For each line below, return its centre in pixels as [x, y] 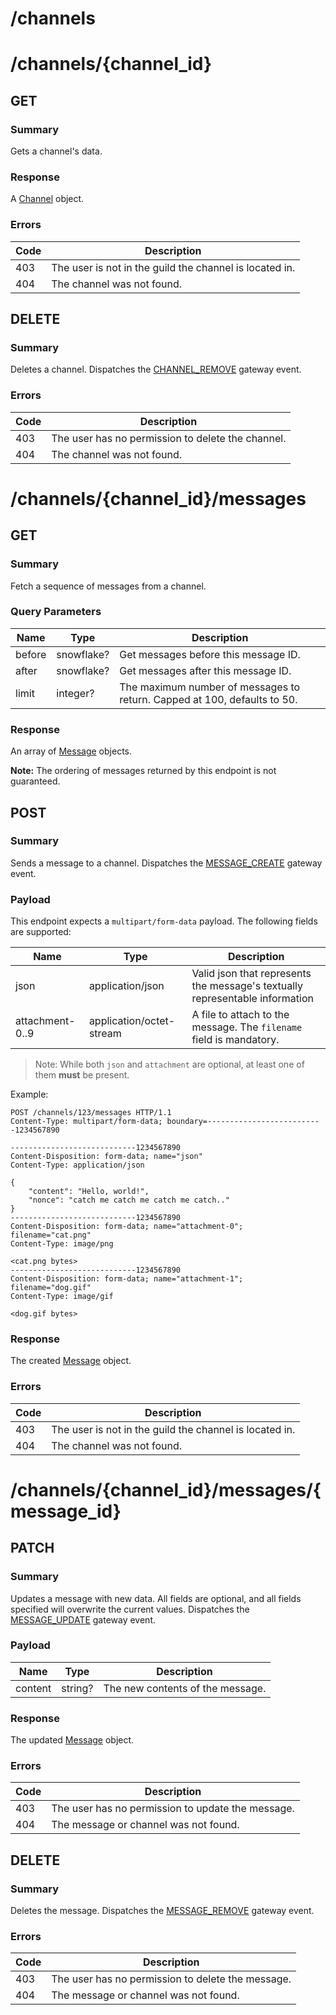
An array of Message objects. [71, 751]
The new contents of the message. [185, 1688]
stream [105, 1034]
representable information [252, 999]
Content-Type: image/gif [62, 1297]
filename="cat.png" [51, 1235]
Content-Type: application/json [77, 1165]
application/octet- [132, 1021]
